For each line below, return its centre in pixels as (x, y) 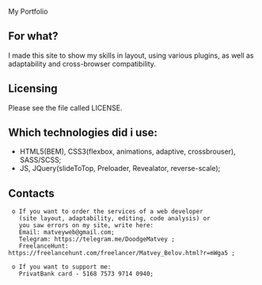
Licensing (33, 89)
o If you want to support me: (61, 267)
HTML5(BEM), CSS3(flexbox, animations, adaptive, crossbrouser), (127, 152)
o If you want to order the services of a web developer (107, 212)
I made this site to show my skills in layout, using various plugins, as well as (131, 55)
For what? (33, 36)
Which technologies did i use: (83, 133)
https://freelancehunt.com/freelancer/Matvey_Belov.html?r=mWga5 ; (122, 253)
